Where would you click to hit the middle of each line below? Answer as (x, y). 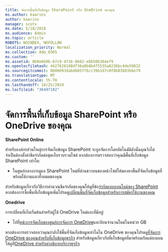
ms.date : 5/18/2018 (26, 29)
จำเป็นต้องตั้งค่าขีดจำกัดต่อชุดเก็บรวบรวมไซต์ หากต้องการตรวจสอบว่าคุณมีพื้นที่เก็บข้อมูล (77, 155)
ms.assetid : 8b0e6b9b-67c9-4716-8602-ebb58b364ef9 (59, 61)
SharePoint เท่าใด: (23, 161)
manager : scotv (21, 24)
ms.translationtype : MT (30, 76)
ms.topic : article (24, 38)
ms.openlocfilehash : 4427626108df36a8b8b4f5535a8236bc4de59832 (73, 66)
